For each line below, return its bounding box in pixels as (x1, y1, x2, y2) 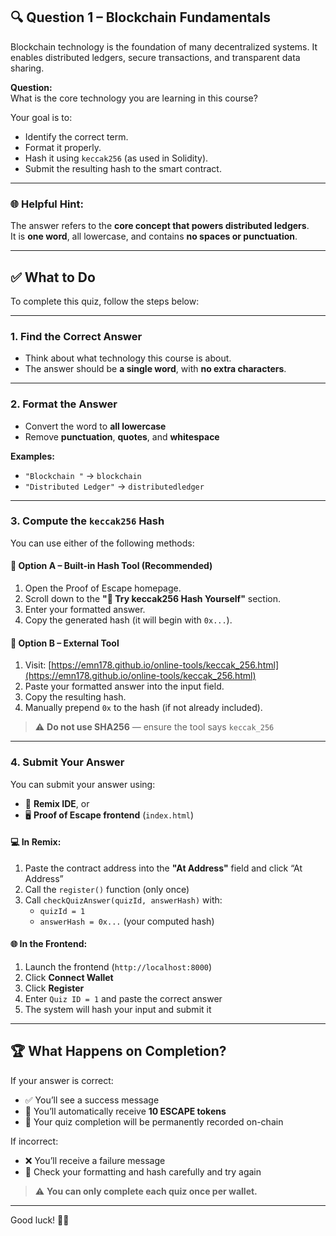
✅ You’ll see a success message (24, 1094, 160, 1106)
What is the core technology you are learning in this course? (10, 92, 258, 104)
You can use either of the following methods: (10, 537, 195, 549)
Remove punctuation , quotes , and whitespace (24, 430, 220, 443)
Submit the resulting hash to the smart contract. (24, 162, 222, 174)
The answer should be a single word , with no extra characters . (24, 363, 287, 375)
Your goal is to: (10, 111, 73, 123)
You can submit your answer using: (10, 778, 156, 790)
